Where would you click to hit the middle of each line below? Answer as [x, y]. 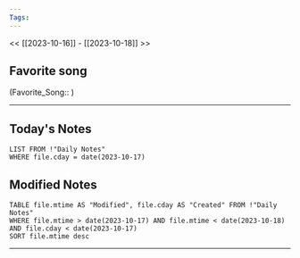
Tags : [19, 17]
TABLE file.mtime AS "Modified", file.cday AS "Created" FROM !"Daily [143, 205]
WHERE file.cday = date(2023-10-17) [77, 157]
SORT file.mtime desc [50, 237]
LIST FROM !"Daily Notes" [57, 150]
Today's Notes [50, 129]
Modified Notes [53, 184]
